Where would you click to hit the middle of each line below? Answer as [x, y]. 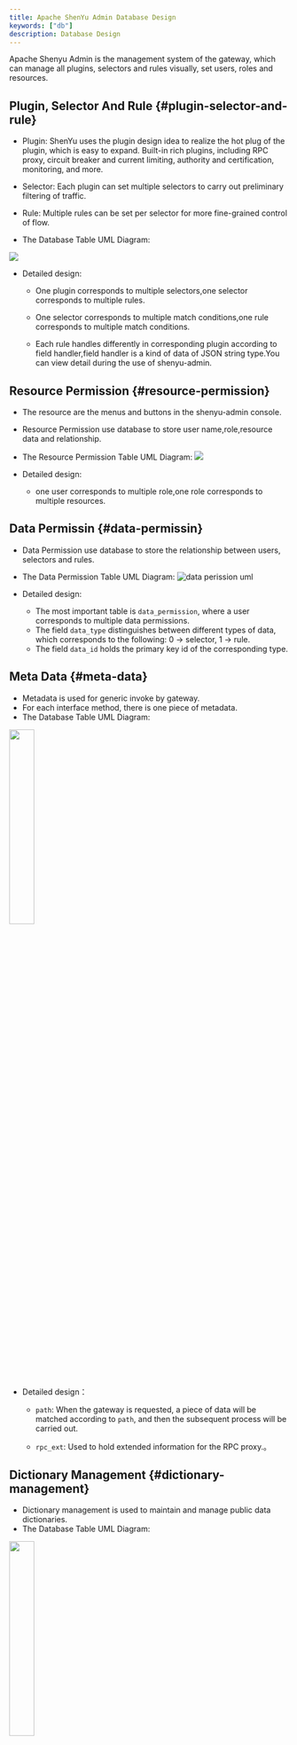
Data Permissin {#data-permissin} [106, 529]
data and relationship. [62, 439]
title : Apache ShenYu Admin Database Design [93, 17]
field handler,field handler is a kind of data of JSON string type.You [157, 354]
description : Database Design [65, 34]
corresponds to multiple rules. [90, 300]
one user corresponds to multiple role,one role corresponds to [149, 491]
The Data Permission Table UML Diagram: [98, 577]
